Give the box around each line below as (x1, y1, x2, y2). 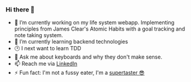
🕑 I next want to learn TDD (14, 45, 81, 52)
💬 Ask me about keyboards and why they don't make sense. (14, 53, 163, 60)
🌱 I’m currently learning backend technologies (14, 38, 128, 45)
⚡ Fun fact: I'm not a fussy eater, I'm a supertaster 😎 (14, 69, 145, 77)
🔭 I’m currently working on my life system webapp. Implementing (14, 19, 175, 26)
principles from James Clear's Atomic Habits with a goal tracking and (14, 25, 186, 32)
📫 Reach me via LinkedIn (14, 60, 78, 68)
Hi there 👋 (5, 5, 35, 14)
